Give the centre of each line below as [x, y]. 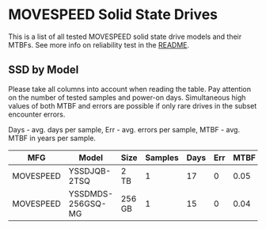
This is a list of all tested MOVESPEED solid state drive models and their [125, 36]
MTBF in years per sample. [52, 138]
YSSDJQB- [90, 170]
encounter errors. [37, 114]
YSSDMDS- [91, 193]
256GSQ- [87, 204]
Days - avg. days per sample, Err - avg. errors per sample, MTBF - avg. [124, 129]
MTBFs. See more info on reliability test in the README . [99, 44]
